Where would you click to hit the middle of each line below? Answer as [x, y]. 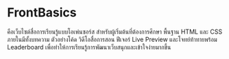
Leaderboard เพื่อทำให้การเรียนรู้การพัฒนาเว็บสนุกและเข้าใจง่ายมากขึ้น [89, 47]
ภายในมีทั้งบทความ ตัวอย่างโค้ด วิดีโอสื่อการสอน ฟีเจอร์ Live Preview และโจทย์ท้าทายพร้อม [112, 39]
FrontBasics [42, 13]
